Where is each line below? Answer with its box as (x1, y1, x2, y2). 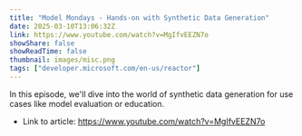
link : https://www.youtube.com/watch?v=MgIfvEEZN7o (9, 30, 209, 39)
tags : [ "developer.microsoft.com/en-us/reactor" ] (9, 64, 201, 73)
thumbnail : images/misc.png (9, 55, 116, 64)
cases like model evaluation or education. (9, 98, 165, 109)
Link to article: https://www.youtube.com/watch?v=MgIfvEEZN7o (22, 115, 266, 127)
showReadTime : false (9, 47, 88, 56)
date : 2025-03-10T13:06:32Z (9, 22, 116, 31)
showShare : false (9, 38, 75, 48)
